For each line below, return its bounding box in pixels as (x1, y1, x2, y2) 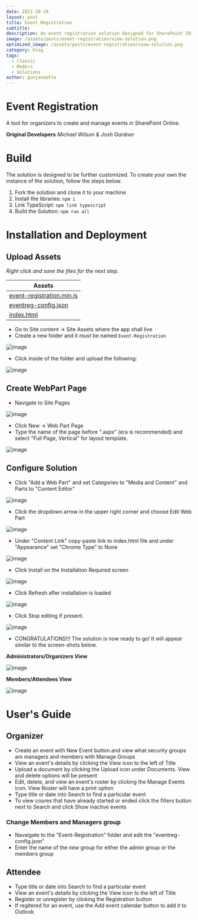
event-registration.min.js (9, 292, 78, 299)
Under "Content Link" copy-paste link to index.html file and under (14, 537, 174, 544)
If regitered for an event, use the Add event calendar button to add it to (14, 902, 187, 909)
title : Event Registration (6, 19, 72, 25)
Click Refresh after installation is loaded (14, 589, 111, 596)
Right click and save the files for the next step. (6, 267, 119, 275)
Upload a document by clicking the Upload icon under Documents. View (14, 765, 190, 772)
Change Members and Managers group (6, 818, 121, 826)
